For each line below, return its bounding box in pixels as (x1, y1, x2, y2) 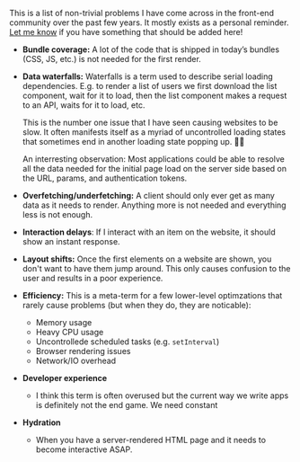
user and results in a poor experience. (22, 273, 163, 283)
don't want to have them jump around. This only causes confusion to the (22, 263, 291, 273)
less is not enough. (22, 209, 93, 219)
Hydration (22, 417, 61, 428)
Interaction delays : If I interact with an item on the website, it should (22, 227, 276, 237)
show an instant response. (22, 236, 120, 246)
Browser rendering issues (35, 346, 131, 356)
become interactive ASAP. (35, 444, 133, 455)
